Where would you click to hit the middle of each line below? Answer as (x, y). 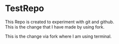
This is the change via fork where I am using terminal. (59, 36)
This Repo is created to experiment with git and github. (60, 22)
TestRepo (25, 8)
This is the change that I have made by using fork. (55, 27)
